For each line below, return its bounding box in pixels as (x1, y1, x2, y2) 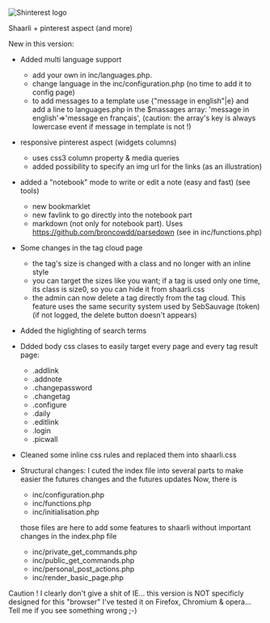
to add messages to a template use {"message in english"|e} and (32, 96, 249, 105)
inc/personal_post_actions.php (32, 564, 135, 574)
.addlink (32, 366, 59, 375)
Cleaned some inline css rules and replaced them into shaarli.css (19, 450, 237, 460)
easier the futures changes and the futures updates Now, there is (19, 474, 238, 484)
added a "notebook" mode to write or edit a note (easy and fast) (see (19, 178, 251, 187)
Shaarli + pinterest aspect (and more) (8, 23, 133, 32)
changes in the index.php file (19, 532, 117, 541)
